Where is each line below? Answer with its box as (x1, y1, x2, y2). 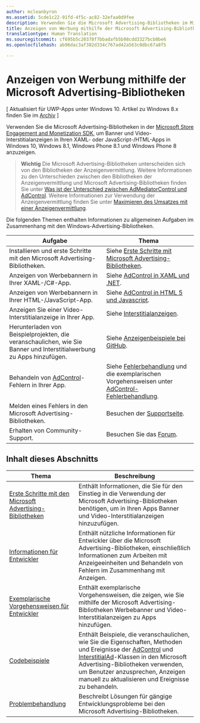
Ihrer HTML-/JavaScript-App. (9, 296, 93, 304)
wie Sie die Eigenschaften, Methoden (78, 638, 183, 646)
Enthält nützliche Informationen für (78, 529, 176, 537)
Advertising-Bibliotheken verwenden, (78, 660, 184, 668)
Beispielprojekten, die (9, 330, 70, 338)
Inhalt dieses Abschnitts (6, 454, 98, 464)
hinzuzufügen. (78, 519, 119, 527)
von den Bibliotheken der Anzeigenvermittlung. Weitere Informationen (20, 166, 192, 174)
